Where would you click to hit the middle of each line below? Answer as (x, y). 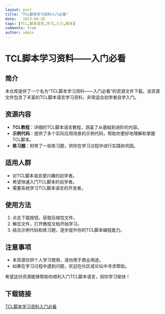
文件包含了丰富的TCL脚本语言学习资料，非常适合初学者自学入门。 (72, 97)
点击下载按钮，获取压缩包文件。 (45, 218)
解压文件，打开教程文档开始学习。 (47, 224)
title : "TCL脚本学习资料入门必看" (37, 14)
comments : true (21, 28)
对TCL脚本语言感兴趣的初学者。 (45, 175)
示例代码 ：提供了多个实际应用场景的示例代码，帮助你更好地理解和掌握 (84, 133)
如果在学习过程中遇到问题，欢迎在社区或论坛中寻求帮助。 (71, 266)
